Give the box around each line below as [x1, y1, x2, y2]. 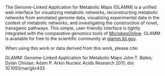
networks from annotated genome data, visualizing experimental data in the [5, 15, 160, 20]
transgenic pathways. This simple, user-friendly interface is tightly [5, 25, 141, 31]
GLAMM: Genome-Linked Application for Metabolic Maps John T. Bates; [5, 55, 153, 61]
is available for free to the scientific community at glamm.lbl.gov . [5, 36, 137, 41]
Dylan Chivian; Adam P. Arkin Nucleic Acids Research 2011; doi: [5, 60, 135, 66]
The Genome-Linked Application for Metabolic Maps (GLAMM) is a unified [5, 4, 157, 10]
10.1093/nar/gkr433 [5, 65, 45, 71]
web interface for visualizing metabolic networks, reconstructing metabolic [5, 9, 159, 15]
